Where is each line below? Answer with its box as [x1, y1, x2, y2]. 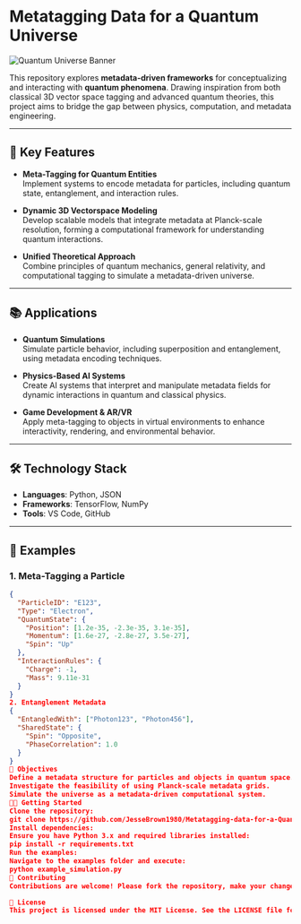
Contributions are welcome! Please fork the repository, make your [9, 881, 267, 891]
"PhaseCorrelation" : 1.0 [25, 739, 118, 749]
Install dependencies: [9, 823, 94, 833]
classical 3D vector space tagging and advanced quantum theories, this [9, 91, 275, 102]
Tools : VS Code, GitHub [21, 508, 111, 519]
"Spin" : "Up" [25, 640, 74, 649]
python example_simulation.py [9, 865, 123, 874]
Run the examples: [9, 849, 78, 858]
